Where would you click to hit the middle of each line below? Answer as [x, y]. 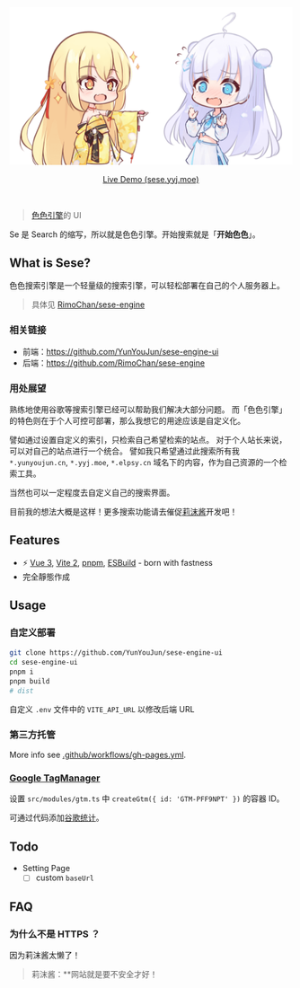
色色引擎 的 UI [56, 215]
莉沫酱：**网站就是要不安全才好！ [94, 974]
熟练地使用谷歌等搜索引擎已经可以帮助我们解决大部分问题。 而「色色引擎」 [148, 409]
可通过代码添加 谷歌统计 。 [57, 818]
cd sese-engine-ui [44, 663]
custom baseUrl [65, 878]
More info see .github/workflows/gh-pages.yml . [98, 755]
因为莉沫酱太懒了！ [45, 955]
